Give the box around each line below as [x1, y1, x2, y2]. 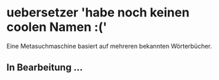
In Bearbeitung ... [6, 62, 84, 73]
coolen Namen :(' [6, 19, 108, 35]
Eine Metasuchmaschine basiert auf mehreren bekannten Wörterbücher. [6, 42, 212, 50]
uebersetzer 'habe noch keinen [6, 5, 190, 21]
